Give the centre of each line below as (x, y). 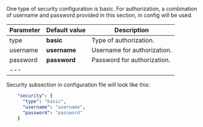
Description (132, 30)
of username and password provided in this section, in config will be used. (100, 15)
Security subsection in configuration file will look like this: (78, 85)
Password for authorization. (131, 60)
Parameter (25, 30)
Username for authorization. (132, 50)
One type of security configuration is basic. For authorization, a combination (102, 9)
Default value (66, 30)
